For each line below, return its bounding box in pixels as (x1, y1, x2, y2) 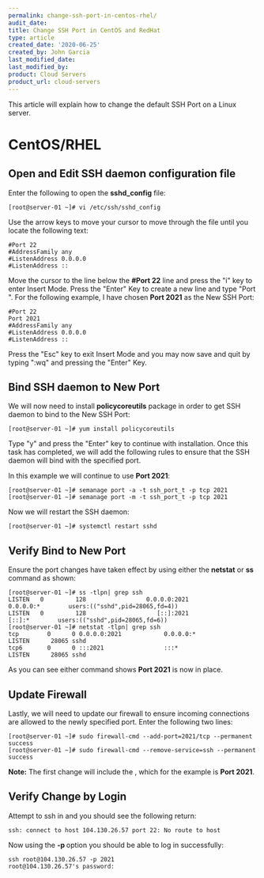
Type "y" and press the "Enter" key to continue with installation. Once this (8, 439, 249, 448)
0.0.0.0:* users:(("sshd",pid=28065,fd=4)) (8, 603, 179, 611)
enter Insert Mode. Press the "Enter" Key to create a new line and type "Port (8, 284, 256, 293)
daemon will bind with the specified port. (8, 456, 141, 465)
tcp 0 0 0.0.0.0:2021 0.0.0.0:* (8, 630, 196, 638)
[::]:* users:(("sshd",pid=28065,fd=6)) (8, 616, 168, 625)
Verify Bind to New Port (8, 543, 126, 558)
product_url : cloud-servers (8, 78, 101, 85)
